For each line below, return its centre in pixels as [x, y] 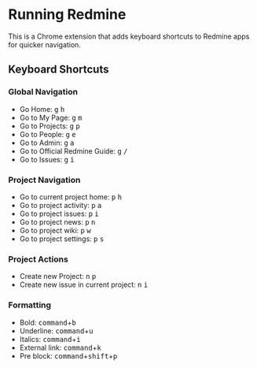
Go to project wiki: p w [55, 230]
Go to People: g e [48, 134]
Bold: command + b [48, 322]
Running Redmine [67, 15]
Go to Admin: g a [47, 143]
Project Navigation [44, 180]
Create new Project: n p [58, 277]
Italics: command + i [50, 339]
